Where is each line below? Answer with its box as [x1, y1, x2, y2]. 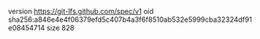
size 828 [46, 23, 74, 32]
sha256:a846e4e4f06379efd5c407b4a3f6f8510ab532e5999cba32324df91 [8, 15, 252, 24]
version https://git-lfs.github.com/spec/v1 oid [8, 7, 154, 16]
